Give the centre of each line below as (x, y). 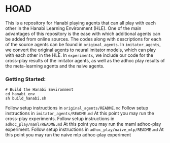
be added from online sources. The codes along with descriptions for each (83, 39)
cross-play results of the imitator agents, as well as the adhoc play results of (85, 60)
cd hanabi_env (20, 94)
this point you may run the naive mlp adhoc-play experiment (68, 135)
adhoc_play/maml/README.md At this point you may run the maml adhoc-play (83, 124)
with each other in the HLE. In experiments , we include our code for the (79, 55)
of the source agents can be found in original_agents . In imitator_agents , (83, 44)
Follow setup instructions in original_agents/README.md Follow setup (77, 108)
